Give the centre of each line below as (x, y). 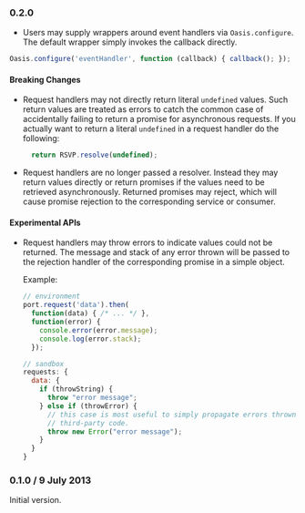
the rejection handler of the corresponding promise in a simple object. (153, 262)
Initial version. (36, 500)
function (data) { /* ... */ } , (91, 313)
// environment (51, 297)
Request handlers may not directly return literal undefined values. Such (155, 100)
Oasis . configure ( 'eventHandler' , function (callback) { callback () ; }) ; (150, 59)
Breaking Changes (45, 79)
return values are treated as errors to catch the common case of (143, 109)
